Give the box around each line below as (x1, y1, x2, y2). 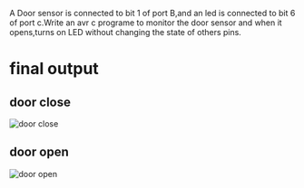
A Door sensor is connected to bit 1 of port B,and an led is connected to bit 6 (9, 8, 296, 18)
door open (9, 145, 70, 160)
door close (9, 94, 71, 109)
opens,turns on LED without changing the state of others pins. (9, 27, 242, 37)
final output (9, 59, 100, 80)
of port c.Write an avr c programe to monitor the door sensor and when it (9, 17, 283, 28)
